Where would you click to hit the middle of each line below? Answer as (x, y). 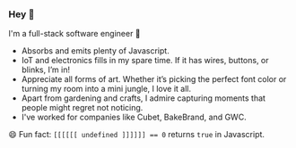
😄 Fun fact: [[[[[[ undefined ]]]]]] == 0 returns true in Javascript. (137, 135)
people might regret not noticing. (82, 108)
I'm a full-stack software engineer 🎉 (74, 34)
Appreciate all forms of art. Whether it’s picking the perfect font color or (154, 79)
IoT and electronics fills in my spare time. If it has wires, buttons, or (145, 61)
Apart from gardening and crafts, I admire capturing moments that (144, 98)
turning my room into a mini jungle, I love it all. (106, 89)
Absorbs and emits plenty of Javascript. (95, 51)
